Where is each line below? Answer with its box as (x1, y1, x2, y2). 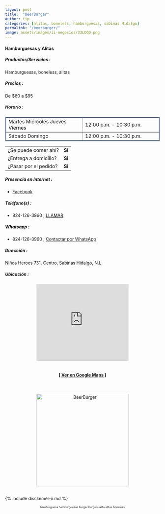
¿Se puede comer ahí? (7, 146, 59, 153)
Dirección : (5, 247, 28, 253)
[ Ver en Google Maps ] (58, 372, 107, 377)
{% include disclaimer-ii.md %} (5, 495, 68, 501)
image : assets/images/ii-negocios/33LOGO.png (5, 30, 100, 35)
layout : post (5, 7, 32, 12)
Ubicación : (5, 271, 29, 277)
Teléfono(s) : (5, 200, 32, 206)
